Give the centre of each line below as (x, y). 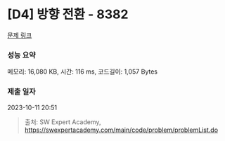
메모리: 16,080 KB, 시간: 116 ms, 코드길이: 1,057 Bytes (83, 72)
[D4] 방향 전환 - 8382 (68, 14)
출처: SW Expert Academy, (63, 122)
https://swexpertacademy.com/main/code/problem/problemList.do (121, 130)
